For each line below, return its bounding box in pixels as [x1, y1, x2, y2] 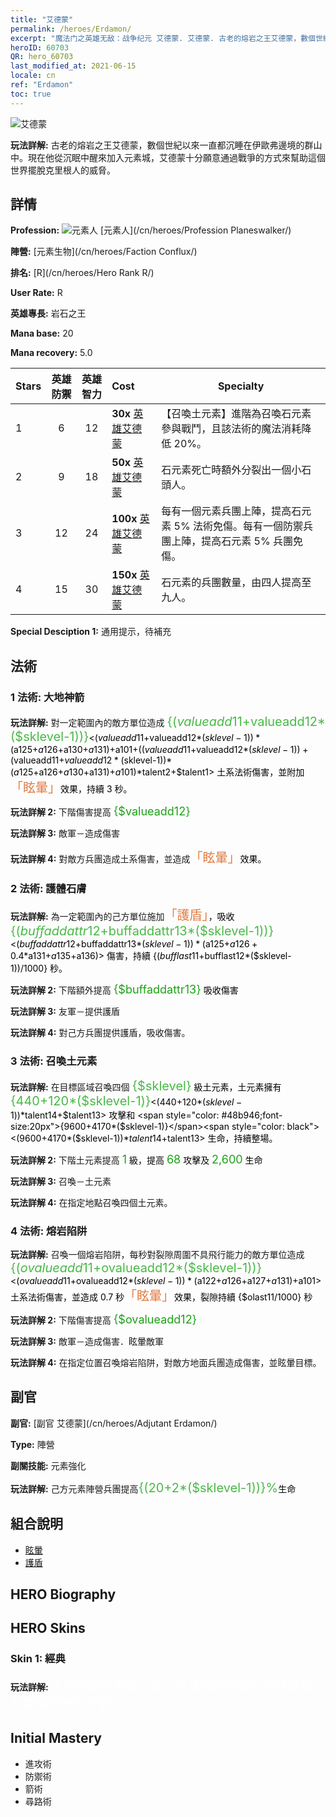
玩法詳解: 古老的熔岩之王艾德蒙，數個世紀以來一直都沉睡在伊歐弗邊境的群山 [10, 139, 323, 151]
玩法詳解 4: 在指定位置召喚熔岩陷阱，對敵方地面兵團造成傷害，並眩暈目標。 [10, 1357, 322, 1369]
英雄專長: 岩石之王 [10, 307, 87, 320]
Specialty [217, 379, 265, 393]
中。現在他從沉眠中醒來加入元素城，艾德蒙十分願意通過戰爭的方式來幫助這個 [10, 151, 326, 163]
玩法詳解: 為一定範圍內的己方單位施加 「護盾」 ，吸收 [10, 907, 235, 924]
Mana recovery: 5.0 [10, 347, 93, 359]
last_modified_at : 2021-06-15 [10, 61, 137, 71]
